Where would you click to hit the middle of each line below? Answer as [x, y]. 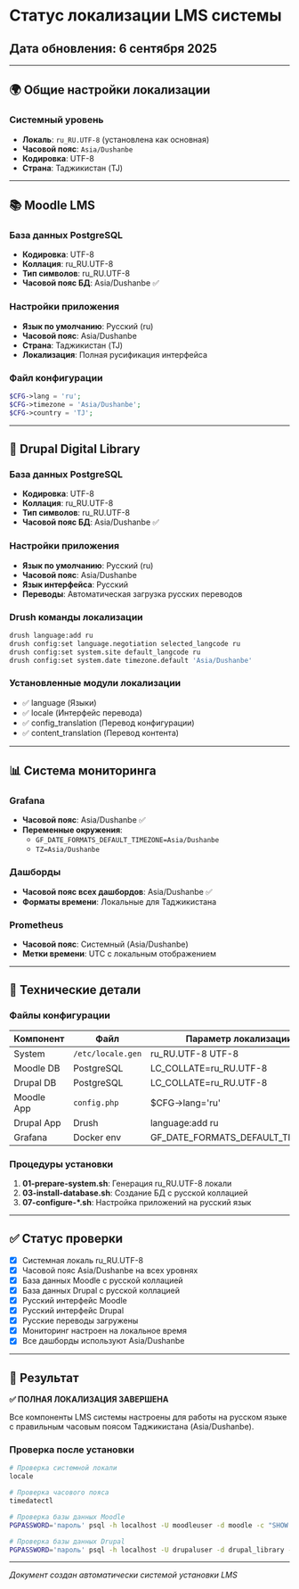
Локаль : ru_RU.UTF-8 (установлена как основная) [116, 139]
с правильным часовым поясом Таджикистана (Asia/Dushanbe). [132, 1427]
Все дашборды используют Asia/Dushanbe [103, 1341]
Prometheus [36, 924]
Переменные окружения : [72, 830]
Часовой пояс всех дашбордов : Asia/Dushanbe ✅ [117, 891]
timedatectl [31, 1501]
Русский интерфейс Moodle [74, 1300]
